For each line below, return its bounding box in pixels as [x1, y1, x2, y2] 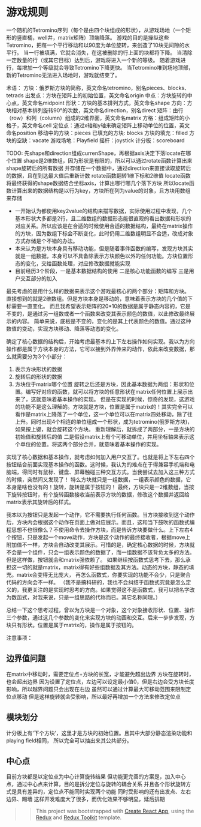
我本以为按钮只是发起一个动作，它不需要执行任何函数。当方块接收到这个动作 [6, 511, 195, 518]
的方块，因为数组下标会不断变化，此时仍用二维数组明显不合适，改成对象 [14, 229, 193, 237]
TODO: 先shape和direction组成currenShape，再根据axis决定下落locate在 [6, 149, 186, 157]
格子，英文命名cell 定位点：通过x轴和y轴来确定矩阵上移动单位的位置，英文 [6, 121, 190, 129]
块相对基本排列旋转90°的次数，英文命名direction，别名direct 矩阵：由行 [6, 106, 184, 114]
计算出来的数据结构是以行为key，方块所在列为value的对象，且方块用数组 [11, 187, 191, 194]
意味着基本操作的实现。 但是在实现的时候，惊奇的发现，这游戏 [41, 395, 195, 403]
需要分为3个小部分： [16, 352, 68, 360]
